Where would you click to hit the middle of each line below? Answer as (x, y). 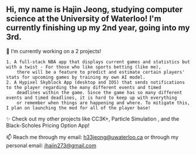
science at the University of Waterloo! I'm (84, 19)
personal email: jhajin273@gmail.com (51, 145)
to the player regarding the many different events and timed (84, 87)
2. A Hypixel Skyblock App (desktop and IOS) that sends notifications (95, 82)
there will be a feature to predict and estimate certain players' (101, 72)
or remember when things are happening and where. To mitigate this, (104, 103)
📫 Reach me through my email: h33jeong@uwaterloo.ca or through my (92, 137)
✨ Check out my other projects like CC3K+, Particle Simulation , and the (93, 119)
